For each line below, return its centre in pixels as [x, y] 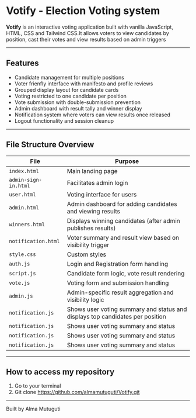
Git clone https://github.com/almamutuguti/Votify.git [77, 392]
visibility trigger [88, 245]
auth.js [20, 264]
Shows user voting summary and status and [127, 309]
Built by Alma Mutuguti [33, 409]
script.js [22, 273]
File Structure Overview [50, 145]
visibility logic [85, 299]
